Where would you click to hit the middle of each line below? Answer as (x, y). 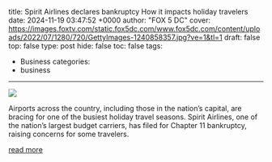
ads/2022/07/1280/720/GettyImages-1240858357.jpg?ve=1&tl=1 (115, 37)
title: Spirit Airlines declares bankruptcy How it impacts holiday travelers (128, 12)
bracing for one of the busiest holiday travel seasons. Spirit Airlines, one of (133, 117)
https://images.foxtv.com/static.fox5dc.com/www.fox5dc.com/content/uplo (134, 29)
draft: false (242, 37)
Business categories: (55, 61)
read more (25, 150)
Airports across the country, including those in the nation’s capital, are (125, 108)
